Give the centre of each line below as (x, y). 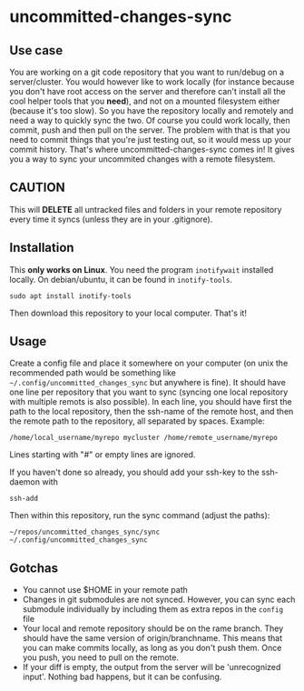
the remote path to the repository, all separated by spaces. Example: (137, 421)
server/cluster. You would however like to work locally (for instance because (152, 82)
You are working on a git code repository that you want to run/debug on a (147, 72)
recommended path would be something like (93, 373)
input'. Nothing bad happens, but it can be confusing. (122, 677)
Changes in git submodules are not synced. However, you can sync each (159, 600)
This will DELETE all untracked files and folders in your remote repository (146, 209)
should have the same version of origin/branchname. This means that (152, 638)
